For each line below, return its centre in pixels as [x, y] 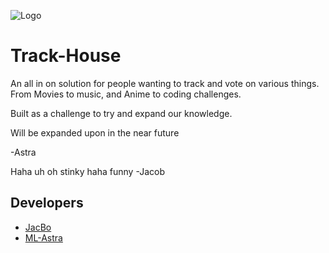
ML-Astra [43, 237]
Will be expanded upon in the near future [95, 132]
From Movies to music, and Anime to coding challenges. [126, 94]
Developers [47, 203]
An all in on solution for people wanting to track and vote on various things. [165, 83]
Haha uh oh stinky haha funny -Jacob [88, 171]
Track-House [66, 56]
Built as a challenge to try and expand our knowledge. [121, 113]
